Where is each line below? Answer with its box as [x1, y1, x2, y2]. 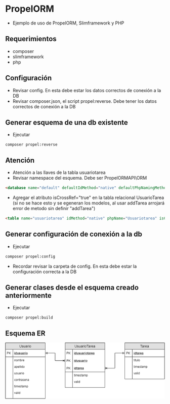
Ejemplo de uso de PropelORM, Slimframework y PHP [12, 20, 124, 26]
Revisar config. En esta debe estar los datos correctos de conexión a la [12, 87, 161, 93]
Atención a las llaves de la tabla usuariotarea [12, 169, 106, 176]
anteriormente [5, 291, 52, 300]
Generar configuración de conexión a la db [5, 230, 143, 239]
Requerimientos [5, 35, 57, 43]
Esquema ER [5, 329, 46, 337]
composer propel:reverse [5, 142, 58, 148]
